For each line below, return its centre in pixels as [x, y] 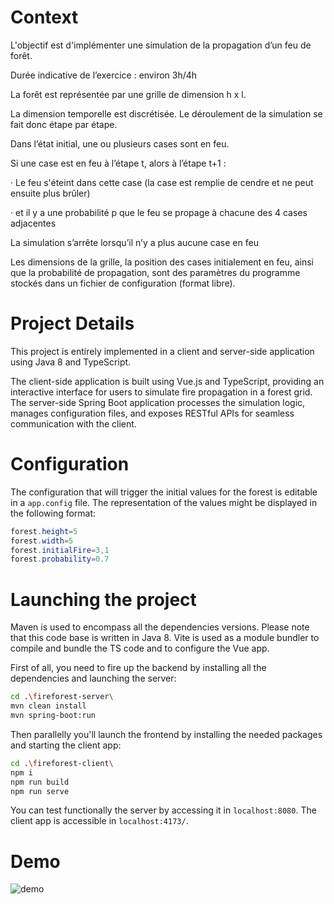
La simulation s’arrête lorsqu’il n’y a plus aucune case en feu [134, 242]
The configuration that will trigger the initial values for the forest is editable [164, 492]
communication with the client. [73, 423]
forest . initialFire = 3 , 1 [60, 550]
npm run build [40, 782]
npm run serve [40, 791]
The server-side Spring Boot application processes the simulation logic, [158, 402]
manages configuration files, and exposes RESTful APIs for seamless [152, 413]
